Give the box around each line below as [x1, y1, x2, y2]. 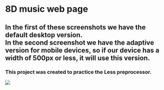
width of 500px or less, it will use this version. [5, 54, 150, 62]
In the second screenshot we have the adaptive [5, 38, 155, 47]
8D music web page [5, 3, 88, 15]
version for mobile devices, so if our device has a [5, 46, 160, 55]
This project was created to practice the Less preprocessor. [5, 68, 152, 75]
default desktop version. [5, 30, 83, 39]
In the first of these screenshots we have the [5, 23, 146, 31]
